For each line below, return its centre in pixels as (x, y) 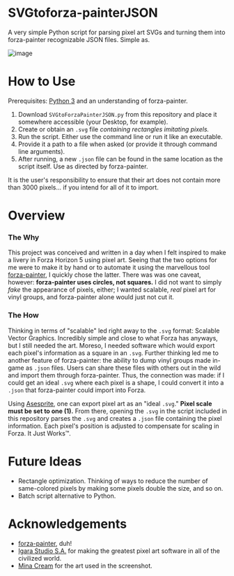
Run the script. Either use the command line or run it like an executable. (120, 136)
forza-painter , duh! (45, 543)
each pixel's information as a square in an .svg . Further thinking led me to (113, 353)
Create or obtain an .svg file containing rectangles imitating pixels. (114, 129)
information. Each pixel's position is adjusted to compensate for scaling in (114, 426)
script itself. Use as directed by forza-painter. (83, 166)
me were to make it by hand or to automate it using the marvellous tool (109, 268)
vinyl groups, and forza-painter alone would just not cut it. (91, 297)
